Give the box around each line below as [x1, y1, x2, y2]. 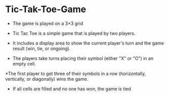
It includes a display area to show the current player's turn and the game [12, 40, 164, 46]
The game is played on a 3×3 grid [12, 20, 83, 26]
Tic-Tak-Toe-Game [5, 4, 87, 15]
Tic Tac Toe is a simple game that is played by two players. [12, 30, 136, 36]
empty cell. [12, 60, 36, 67]
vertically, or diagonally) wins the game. [5, 76, 89, 82]
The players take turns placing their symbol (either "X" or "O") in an [12, 55, 153, 61]
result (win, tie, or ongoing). [12, 45, 71, 51]
